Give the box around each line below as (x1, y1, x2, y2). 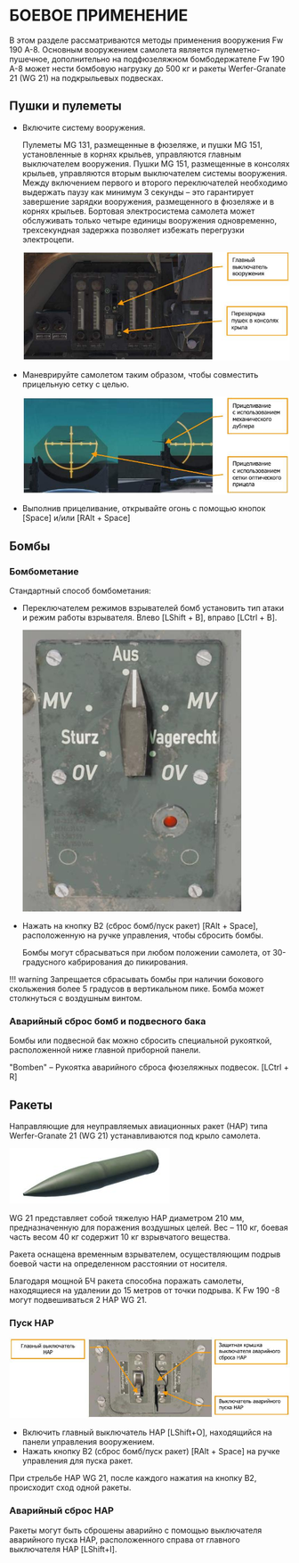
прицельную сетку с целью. (21, 379, 129, 389)
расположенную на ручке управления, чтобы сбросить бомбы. (21, 930, 264, 940)
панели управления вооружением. (21, 1437, 156, 1447)
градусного (21, 957, 67, 967)
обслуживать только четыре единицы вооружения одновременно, (21, 215, 278, 225)
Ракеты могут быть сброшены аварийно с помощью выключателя (9, 1525, 263, 1535)
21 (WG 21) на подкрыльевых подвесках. (9, 72, 164, 83)
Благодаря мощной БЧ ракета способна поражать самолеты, (9, 1275, 245, 1287)
